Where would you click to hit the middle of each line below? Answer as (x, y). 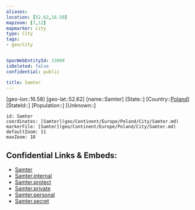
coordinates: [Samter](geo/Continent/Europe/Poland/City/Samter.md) (92, 122)
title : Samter (24, 82)
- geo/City (20, 45)
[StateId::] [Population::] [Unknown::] (51, 106)
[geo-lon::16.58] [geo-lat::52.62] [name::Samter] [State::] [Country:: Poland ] (98, 99)
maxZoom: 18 (21, 137)
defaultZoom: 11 (26, 132)
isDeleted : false (28, 66)
